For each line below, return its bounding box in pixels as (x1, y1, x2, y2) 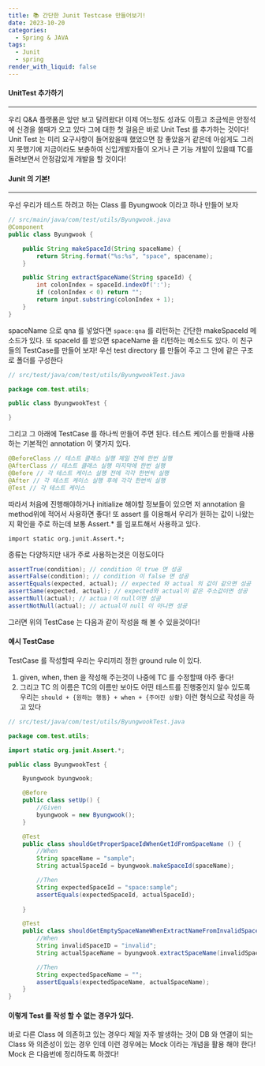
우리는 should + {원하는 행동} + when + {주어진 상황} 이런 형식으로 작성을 (19, 692, 247, 701)
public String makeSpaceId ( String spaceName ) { (22, 245, 181, 252)
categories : (8, 26, 47, 34)
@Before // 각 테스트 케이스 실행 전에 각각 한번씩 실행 (8, 469, 170, 477)
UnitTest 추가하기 (8, 88, 64, 98)
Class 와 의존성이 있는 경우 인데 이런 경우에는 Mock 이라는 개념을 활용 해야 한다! (8, 1039, 256, 1049)
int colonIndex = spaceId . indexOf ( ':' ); (36, 281, 171, 289)
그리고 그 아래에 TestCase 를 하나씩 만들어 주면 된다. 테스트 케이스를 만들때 (8, 429, 241, 439)
